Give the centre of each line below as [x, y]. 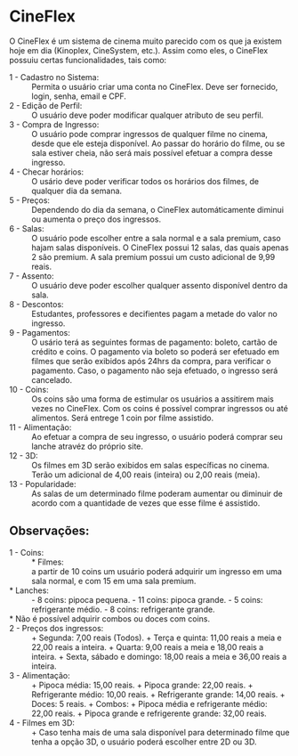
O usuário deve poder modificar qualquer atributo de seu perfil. [148, 115]
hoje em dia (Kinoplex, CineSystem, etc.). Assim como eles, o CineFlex [139, 50]
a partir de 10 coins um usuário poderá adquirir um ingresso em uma [157, 571]
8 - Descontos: [36, 304]
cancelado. [52, 379]
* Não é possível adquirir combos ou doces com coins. [110, 618]
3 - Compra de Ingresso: [54, 124]
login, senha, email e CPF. [79, 96]
